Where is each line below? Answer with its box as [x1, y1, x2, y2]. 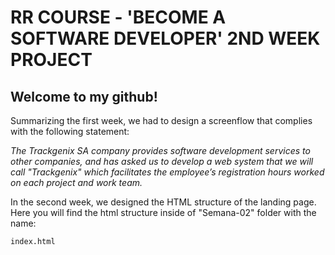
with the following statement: [10, 126, 130, 137]
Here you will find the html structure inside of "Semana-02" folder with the [10, 207, 317, 218]
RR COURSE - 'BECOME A [10, 6, 227, 29]
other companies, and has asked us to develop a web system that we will [10, 156, 314, 167]
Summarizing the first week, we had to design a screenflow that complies [10, 115, 313, 126]
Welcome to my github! [10, 88, 158, 105]
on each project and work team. [10, 177, 143, 188]
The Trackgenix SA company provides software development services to [10, 145, 311, 156]
